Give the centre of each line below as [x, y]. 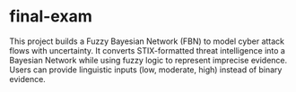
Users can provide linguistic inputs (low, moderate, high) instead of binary [146, 70]
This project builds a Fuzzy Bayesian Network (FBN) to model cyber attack [147, 41]
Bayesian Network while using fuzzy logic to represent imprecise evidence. [148, 60]
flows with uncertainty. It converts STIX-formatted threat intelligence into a [147, 50]
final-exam [51, 17]
